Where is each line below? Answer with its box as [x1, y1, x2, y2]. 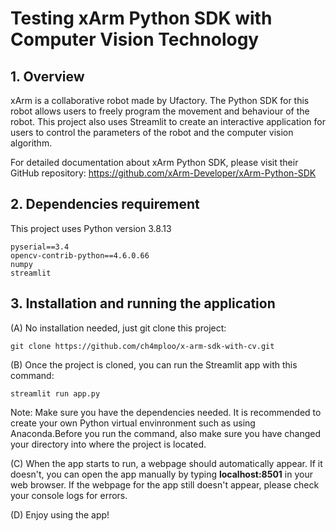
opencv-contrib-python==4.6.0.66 [10, 250, 150, 261]
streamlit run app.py [10, 388, 101, 399]
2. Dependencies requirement [10, 196, 200, 213]
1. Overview [10, 68, 85, 85]
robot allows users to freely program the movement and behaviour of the [10, 105, 310, 117]
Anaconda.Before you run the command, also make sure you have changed [10, 427, 322, 439]
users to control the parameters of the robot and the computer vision [10, 127, 294, 138]
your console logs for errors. [10, 489, 128, 501]
